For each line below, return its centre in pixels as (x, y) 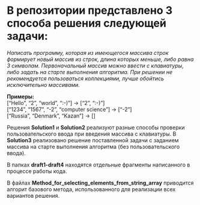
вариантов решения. (33, 195)
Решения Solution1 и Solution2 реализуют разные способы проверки (96, 127)
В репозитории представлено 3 (90, 11)
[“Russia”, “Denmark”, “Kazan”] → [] (51, 116)
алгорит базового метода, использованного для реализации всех (91, 189)
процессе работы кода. (37, 171)
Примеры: (21, 96)
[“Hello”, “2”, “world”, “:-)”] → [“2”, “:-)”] (56, 102)
